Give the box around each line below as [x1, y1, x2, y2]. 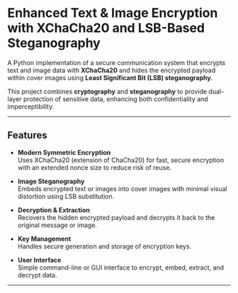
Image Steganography [17, 177, 85, 185]
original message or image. [17, 221, 98, 229]
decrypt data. [17, 270, 57, 279]
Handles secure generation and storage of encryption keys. [17, 242, 192, 251]
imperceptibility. [7, 102, 55, 110]
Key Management [17, 234, 72, 243]
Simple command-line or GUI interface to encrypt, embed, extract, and [17, 263, 225, 272]
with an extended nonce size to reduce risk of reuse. [17, 163, 172, 171]
